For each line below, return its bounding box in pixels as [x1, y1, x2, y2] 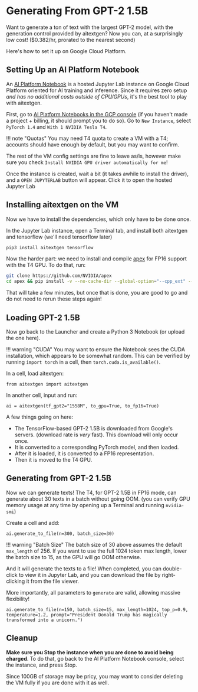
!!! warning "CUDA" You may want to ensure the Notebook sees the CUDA [6, 346, 186, 352]
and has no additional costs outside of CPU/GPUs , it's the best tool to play [6, 93, 187, 100]
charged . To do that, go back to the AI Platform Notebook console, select [6, 655, 184, 662]
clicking [6, 577, 25, 585]
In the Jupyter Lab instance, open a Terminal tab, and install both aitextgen [6, 227, 188, 234]
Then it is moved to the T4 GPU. [14, 456, 93, 463]
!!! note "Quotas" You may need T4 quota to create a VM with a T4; [6, 135, 169, 142]
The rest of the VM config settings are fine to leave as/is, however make [6, 152, 181, 159]
